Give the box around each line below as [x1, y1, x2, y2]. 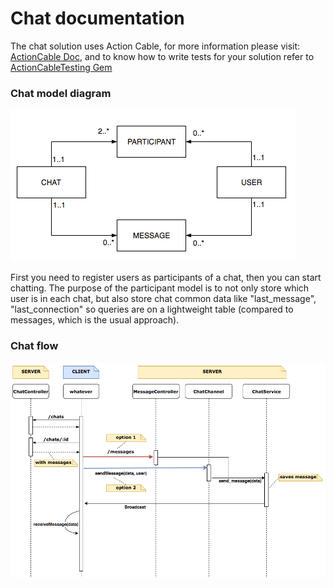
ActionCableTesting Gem [10, 61, 113, 73]
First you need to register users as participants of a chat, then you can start [10, 272, 322, 284]
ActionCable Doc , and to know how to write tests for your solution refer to [10, 50, 315, 62]
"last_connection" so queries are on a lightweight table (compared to [10, 303, 294, 316]
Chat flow [10, 339, 59, 353]
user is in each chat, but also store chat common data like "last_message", [10, 293, 317, 305]
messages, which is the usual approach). [10, 314, 180, 326]
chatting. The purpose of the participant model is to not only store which [10, 282, 310, 294]
